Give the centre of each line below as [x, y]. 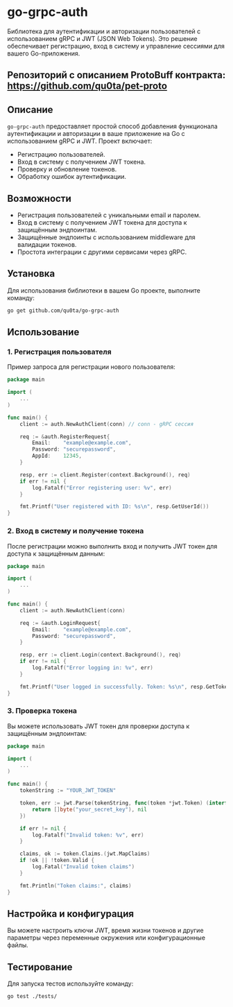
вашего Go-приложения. [44, 53]
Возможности [39, 198]
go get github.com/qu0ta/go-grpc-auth [63, 310]
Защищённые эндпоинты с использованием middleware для [106, 237]
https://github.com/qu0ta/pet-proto [87, 86]
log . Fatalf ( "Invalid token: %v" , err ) [88, 835]
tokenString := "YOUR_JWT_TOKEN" [68, 791]
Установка [31, 274]
